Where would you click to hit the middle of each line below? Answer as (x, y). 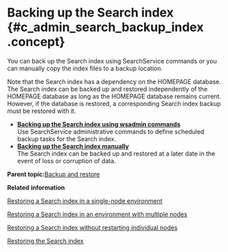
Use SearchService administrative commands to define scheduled (111, 132)
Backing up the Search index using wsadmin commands (99, 124)
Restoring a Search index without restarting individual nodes (92, 227)
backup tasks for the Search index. (67, 138)
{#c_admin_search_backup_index (105, 27)
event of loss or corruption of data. (66, 160)
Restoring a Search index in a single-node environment (85, 200)
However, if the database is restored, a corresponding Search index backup (114, 103)
